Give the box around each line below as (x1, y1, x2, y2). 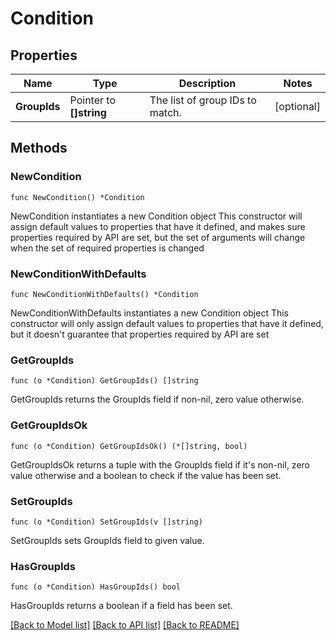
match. (149, 106, 182, 119)
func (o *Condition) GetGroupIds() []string (10, 376, 199, 386)
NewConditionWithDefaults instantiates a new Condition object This (10, 307, 290, 319)
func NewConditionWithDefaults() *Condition (10, 289, 199, 299)
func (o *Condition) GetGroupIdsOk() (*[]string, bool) (10, 441, 248, 451)
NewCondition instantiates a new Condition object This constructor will (10, 210, 303, 222)
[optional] (274, 100, 321, 113)
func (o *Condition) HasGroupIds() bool (10, 582, 182, 592)
